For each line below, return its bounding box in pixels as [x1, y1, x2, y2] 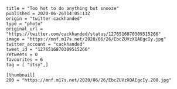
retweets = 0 [6, 52, 38, 57]
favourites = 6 [6, 57, 43, 63]
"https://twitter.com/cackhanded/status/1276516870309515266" [6, 31, 161, 37]
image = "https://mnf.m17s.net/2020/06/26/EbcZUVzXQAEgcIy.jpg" [6, 36, 166, 42]
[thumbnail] [6, 72, 35, 78]
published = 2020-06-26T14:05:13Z [6, 11, 91, 16]
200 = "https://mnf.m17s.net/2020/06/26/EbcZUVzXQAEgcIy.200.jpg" [6, 77, 172, 83]
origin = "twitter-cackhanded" [6, 16, 83, 22]
